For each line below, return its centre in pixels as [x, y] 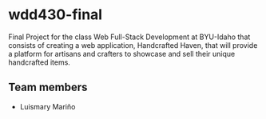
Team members [48, 87]
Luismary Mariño [48, 106]
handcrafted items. [39, 62]
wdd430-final [55, 15]
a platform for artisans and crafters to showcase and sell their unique [122, 54]
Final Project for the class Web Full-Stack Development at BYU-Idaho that [129, 37]
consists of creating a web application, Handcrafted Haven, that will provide [133, 45]
